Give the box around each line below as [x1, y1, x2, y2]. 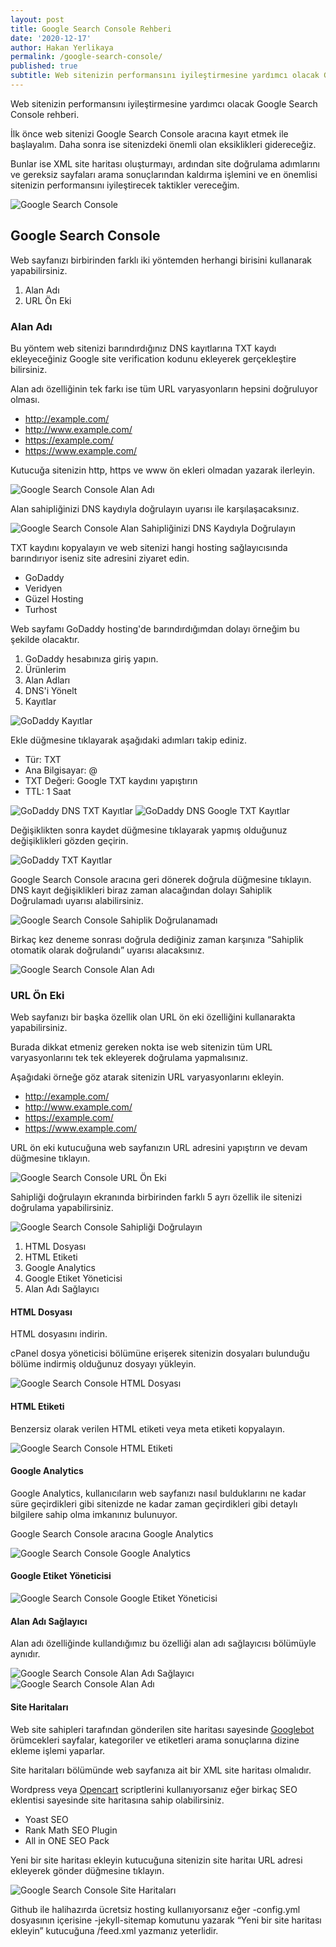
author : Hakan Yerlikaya [10, 42, 114, 53]
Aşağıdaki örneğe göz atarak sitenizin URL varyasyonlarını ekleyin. [10, 1071, 285, 1083]
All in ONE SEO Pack [24, 1834, 110, 1846]
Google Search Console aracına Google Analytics [10, 1527, 214, 1540]
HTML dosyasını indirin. [10, 1328, 108, 1340]
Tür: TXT [24, 753, 62, 765]
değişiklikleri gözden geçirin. [10, 834, 129, 846]
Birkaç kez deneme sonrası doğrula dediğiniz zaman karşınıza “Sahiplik [10, 933, 304, 945]
